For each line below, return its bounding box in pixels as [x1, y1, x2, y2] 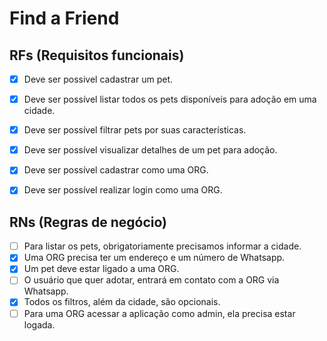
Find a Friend [9, 7, 120, 30]
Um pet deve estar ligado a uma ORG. [23, 263, 180, 275]
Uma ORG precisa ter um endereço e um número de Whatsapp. [23, 252, 286, 264]
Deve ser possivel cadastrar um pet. [23, 73, 174, 85]
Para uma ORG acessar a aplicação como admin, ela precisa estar [23, 307, 296, 319]
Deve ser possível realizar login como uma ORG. [23, 184, 223, 196]
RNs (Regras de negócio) [9, 213, 167, 231]
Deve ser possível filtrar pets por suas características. [23, 124, 247, 136]
